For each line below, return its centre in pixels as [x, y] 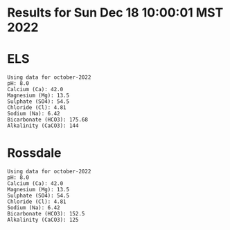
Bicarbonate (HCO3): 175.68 [48, 120]
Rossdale [34, 153]
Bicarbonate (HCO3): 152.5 [46, 214]
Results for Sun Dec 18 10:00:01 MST [115, 13]
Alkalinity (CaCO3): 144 [43, 126]
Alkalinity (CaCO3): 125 [43, 220]
